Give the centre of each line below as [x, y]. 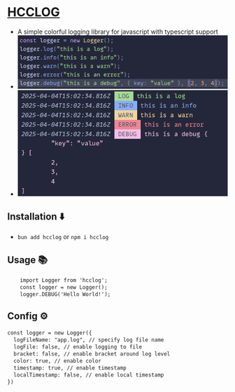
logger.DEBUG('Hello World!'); [65, 295]
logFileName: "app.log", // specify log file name [89, 340]
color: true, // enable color [57, 361]
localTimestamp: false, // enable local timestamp [89, 375]
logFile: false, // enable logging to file [78, 347]
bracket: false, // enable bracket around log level [92, 354]
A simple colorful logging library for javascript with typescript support [117, 32]
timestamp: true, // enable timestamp [70, 368]
